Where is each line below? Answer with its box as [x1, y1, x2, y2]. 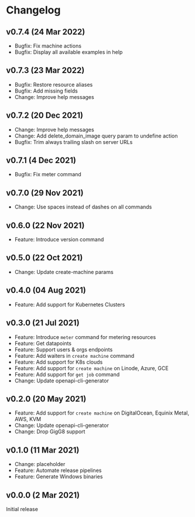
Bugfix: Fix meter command [14, 171, 82, 178]
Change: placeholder [14, 461, 66, 468]
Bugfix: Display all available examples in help [14, 49, 123, 56]
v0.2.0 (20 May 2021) [6, 393, 87, 404]
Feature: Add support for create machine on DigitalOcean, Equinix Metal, [14, 409, 189, 416]
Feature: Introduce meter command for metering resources [14, 333, 156, 340]
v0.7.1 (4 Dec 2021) [6, 156, 77, 166]
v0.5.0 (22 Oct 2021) [6, 253, 83, 263]
